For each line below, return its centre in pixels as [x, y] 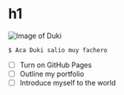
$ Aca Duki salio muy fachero [58, 50]
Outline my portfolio [52, 74]
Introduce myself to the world [68, 83]
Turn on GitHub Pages [56, 65]
